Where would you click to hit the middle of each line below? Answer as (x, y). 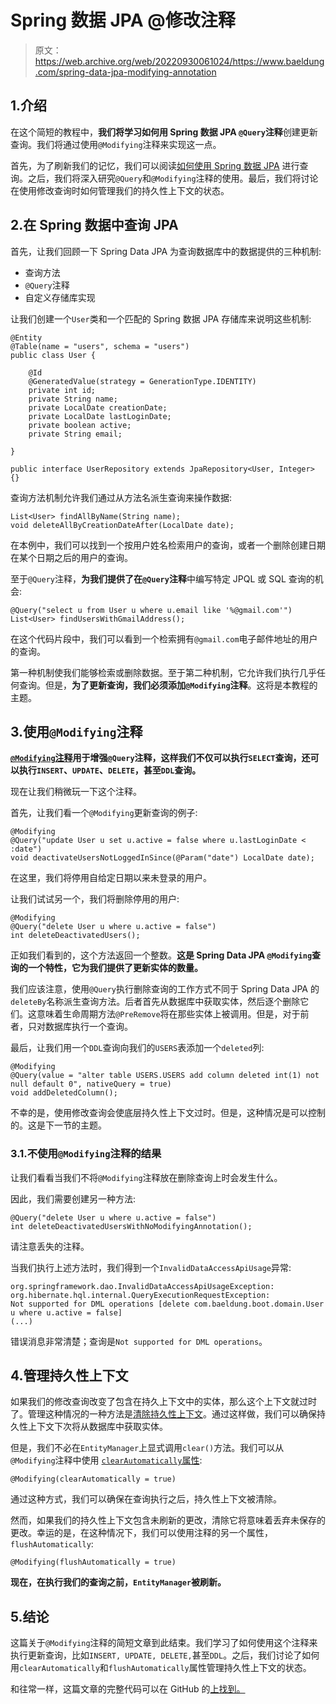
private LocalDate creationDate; (98, 407)
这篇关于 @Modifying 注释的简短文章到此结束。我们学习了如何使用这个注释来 (164, 1643)
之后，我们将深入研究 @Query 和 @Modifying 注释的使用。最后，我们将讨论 (173, 178)
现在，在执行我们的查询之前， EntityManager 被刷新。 (118, 1582)
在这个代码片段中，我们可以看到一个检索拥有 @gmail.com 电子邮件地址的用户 (164, 638)
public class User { (53, 355)
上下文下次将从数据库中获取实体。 (97, 1427)
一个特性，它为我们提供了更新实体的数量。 (115, 968)
